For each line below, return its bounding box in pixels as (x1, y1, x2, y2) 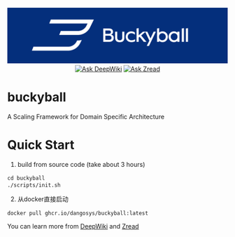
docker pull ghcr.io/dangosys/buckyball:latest (7, 210, 149, 217)
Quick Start (7, 137, 75, 153)
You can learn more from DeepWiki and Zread (7, 222, 139, 230)
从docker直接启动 (17, 194, 69, 203)
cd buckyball (7, 175, 45, 182)
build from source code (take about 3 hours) (17, 160, 145, 168)
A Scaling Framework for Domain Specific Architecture (7, 112, 165, 121)
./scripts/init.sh (7, 182, 61, 189)
